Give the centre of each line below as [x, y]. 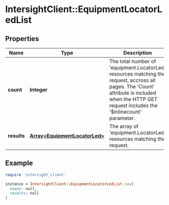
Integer [38, 90]
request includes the [133, 106]
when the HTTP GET [133, 99]
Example [19, 163]
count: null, [23, 189]
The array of [124, 126]
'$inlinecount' [125, 112]
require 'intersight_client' [36, 175]
